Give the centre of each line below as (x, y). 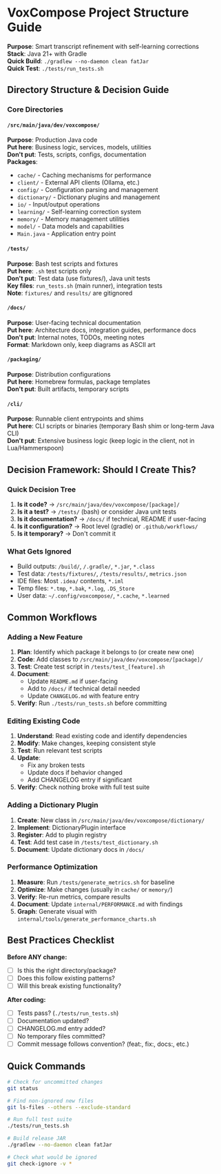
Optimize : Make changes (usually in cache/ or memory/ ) (95, 889)
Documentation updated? (53, 1020)
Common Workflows (52, 617)
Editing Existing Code (44, 721)
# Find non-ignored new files (51, 1101)
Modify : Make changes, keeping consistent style (86, 743)
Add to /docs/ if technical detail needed (84, 688)
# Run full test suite (40, 1120)
